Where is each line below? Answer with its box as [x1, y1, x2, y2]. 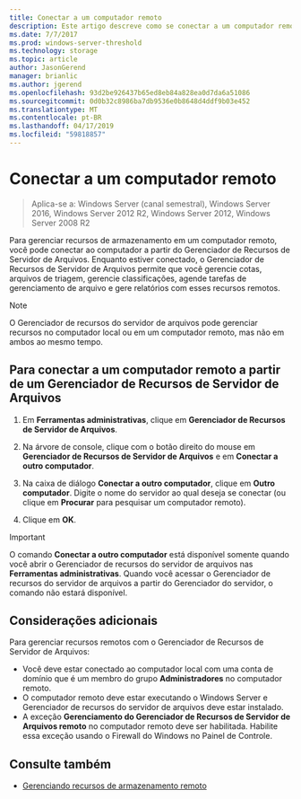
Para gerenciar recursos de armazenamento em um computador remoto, [9, 234, 278, 245]
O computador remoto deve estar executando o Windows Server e [21, 692, 269, 703]
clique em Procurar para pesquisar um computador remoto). [21, 496, 246, 507]
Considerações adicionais [9, 613, 159, 628]
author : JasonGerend [9, 64, 87, 73]
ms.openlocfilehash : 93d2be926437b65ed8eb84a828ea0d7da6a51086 [9, 88, 251, 97]
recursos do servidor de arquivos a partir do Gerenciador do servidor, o [9, 577, 273, 588]
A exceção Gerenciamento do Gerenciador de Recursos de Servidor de [21, 711, 291, 723]
